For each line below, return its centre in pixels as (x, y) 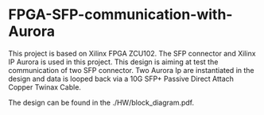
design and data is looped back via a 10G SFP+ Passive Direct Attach (121, 79)
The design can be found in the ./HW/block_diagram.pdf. (101, 102)
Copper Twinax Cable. (45, 87)
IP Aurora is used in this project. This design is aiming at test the (113, 62)
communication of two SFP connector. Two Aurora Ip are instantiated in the (131, 70)
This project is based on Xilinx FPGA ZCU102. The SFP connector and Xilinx (132, 53)
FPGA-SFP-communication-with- (120, 15)
